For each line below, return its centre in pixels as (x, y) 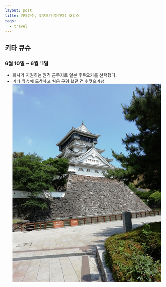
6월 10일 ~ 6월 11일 (27, 63)
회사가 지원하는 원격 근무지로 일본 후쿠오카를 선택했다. (64, 75)
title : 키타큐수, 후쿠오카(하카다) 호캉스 (42, 16)
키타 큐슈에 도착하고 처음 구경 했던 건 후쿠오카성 (58, 81)
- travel (19, 26)
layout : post (19, 10)
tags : (11, 21)
